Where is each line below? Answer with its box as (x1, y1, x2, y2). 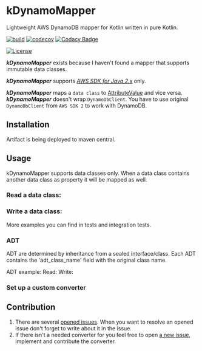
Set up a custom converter (6, 284, 86, 291)
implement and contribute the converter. (15, 338, 116, 345)
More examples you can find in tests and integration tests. (6, 221, 152, 228)
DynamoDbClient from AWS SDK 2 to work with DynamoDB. (6, 101, 147, 109)
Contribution (6, 302, 56, 313)
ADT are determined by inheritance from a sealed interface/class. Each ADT (6, 250, 196, 257)
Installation (6, 120, 50, 130)
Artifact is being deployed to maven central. (6, 135, 116, 143)
